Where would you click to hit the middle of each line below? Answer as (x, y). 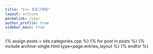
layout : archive (22, 14)
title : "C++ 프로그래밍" (28, 9)
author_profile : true (27, 23)
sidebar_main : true (25, 27)
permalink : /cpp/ (23, 18)
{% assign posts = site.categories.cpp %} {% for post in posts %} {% (75, 41)
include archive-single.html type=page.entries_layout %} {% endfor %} (77, 46)
